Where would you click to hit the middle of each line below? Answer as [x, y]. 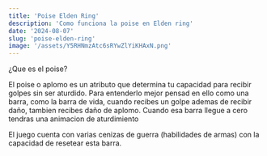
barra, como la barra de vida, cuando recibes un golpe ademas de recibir [130, 102]
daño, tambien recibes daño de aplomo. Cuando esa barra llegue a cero [128, 111]
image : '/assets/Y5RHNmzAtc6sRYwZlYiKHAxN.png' [90, 46]
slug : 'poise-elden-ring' [52, 38]
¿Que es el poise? [38, 69]
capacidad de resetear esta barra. [65, 143]
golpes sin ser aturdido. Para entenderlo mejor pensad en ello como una [129, 93]
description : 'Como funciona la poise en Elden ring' [101, 23]
